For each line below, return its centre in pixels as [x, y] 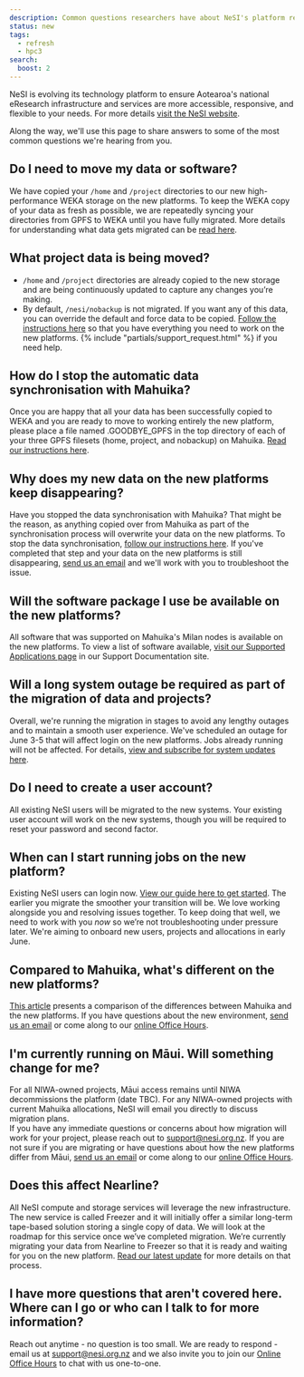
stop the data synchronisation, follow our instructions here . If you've [137, 544]
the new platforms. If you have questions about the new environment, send [149, 1015]
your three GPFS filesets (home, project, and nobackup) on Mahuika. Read [148, 441]
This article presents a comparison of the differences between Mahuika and [151, 1006]
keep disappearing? [66, 493]
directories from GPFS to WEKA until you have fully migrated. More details [147, 219]
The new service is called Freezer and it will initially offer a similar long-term [151, 1217]
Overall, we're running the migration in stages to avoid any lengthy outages [149, 721]
